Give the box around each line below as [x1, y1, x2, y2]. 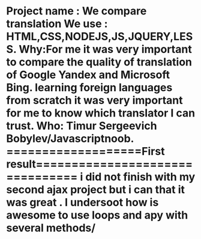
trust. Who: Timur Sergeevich [6, 119, 157, 133]
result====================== [6, 157, 193, 171]
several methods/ [6, 221, 96, 235]
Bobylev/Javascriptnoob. [6, 132, 134, 145]
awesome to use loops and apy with [6, 208, 188, 222]
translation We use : [6, 17, 108, 31]
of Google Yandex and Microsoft [6, 68, 170, 82]
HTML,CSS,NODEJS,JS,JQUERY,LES [6, 30, 193, 43]
